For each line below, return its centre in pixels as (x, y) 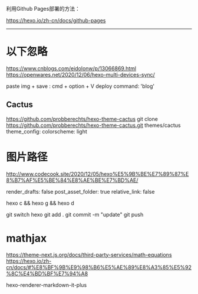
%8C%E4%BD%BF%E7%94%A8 (47, 273)
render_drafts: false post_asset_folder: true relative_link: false (80, 191)
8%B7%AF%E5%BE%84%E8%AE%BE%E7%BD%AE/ (72, 180)
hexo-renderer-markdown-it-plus (47, 285)
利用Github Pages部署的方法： (43, 9)
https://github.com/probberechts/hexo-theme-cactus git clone (82, 119)
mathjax (27, 238)
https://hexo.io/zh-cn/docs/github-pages (56, 20)
